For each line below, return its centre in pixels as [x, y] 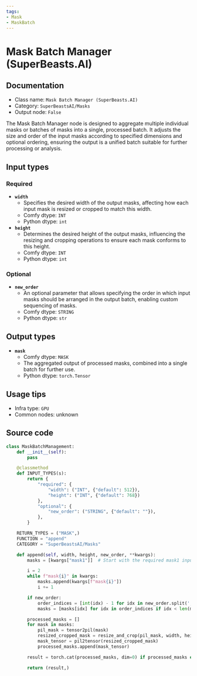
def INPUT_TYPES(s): [42, 473]
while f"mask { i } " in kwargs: [63, 576]
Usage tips [26, 394]
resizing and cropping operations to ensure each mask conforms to [105, 240]
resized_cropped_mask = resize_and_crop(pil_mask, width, [110, 636]
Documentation [35, 85]
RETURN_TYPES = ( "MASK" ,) [48, 533]
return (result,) [48, 668]
